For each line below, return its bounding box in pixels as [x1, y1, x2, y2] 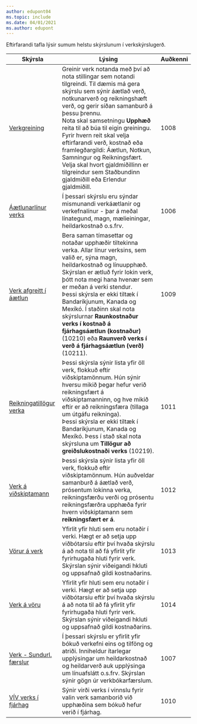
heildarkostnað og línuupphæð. [62, 261, 148, 269]
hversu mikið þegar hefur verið [62, 381, 147, 389]
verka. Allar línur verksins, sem [62, 246, 147, 254]
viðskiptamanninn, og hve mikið [62, 396, 149, 404]
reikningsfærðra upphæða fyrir [62, 501, 147, 509]
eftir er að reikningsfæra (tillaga [62, 403, 149, 411]
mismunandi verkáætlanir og [62, 200, 141, 208]
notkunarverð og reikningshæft [62, 95, 148, 103]
